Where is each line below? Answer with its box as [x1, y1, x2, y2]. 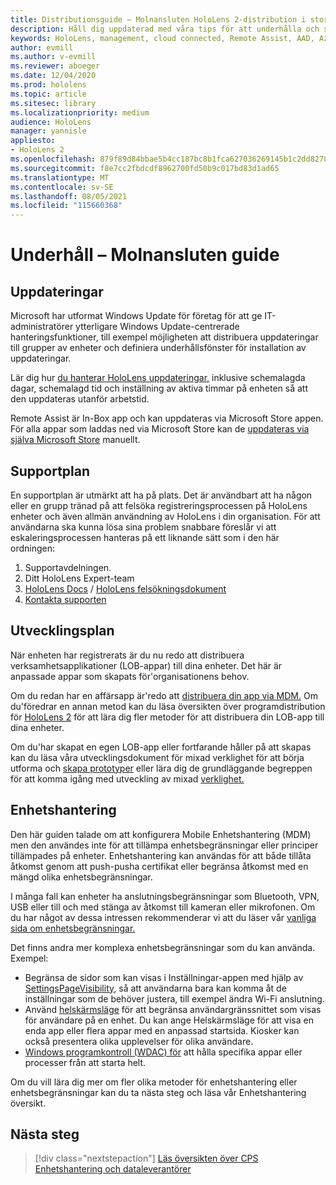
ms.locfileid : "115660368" [10, 201, 123, 211]
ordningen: [10, 542, 55, 554]
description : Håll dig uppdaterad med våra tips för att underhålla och [10, 24, 320, 34]
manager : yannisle [10, 126, 87, 136]
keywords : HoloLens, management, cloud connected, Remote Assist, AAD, [10, 33, 315, 43]
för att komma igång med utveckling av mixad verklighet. [10, 772, 245, 785]
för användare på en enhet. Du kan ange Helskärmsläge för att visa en [24, 1014, 314, 1026]
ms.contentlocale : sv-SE [10, 182, 114, 192]
